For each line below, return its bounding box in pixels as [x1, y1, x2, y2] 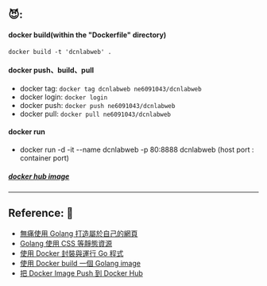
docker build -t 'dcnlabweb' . [8, 48, 112, 56]
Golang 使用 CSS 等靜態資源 [19, 238, 113, 248]
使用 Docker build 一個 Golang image [19, 258, 141, 268]
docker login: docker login [19, 92, 108, 102]
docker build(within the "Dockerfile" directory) [8, 29, 167, 40]
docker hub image [8, 172, 70, 181]
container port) [19, 153, 70, 163]
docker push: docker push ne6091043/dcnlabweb [19, 100, 176, 110]
